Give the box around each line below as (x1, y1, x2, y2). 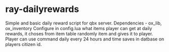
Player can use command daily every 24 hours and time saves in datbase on (5, 36, 164, 42)
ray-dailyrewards (5, 3, 79, 15)
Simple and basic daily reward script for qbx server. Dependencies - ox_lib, (5, 20, 162, 26)
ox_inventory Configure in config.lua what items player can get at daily (5, 25, 152, 31)
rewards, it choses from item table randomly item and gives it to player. (5, 30, 153, 36)
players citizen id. (5, 41, 42, 47)
